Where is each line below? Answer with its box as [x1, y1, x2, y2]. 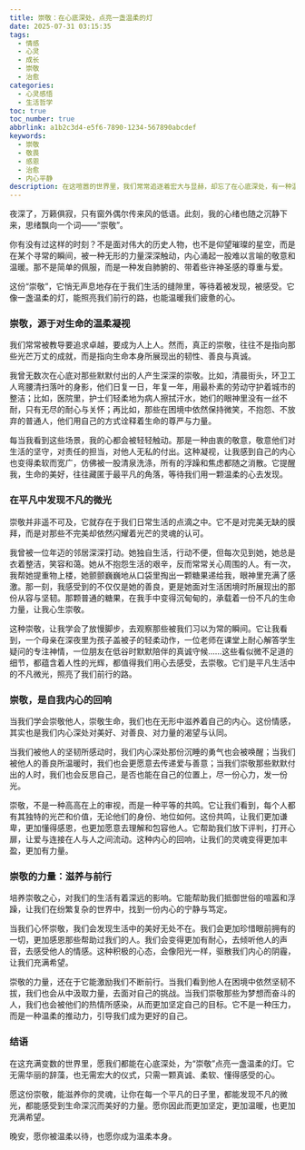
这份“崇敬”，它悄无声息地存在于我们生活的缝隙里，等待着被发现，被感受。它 [9, 281, 295, 292]
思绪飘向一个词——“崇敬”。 [25, 220, 129, 231]
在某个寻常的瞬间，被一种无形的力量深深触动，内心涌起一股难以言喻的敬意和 [9, 251, 296, 262]
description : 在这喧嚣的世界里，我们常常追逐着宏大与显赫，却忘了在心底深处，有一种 [9, 183, 292, 192]
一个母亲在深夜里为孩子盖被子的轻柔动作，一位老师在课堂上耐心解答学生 [25, 634, 296, 645]
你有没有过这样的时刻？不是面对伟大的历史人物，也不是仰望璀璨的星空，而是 [9, 239, 296, 250]
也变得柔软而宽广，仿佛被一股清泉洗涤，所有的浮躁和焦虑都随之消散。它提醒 [9, 458, 296, 469]
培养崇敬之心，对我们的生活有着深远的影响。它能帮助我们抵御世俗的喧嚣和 [9, 892, 288, 904]
